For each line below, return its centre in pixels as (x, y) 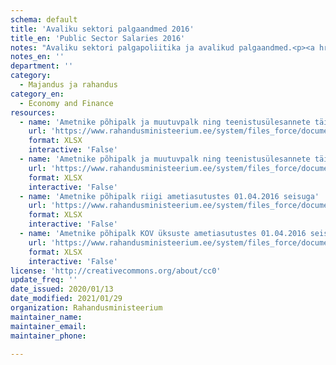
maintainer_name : (46, 317)
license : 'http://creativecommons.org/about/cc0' (116, 271)
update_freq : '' (44, 280)
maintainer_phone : (48, 336)
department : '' (42, 66)
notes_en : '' (37, 57)
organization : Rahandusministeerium (86, 308)
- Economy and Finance (66, 103)
